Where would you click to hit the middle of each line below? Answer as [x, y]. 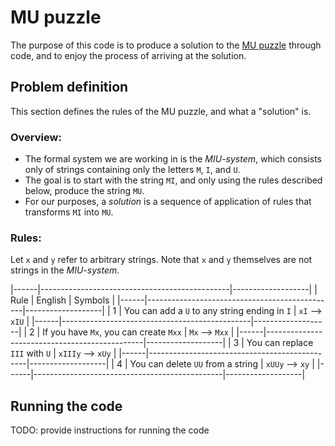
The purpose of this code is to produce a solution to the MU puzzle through [166, 45]
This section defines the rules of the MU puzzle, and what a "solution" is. [161, 111]
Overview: [36, 137]
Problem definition [69, 87]
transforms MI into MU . [69, 212]
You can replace [280, 343]
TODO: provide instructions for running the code [110, 430]
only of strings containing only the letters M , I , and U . [132, 170]
